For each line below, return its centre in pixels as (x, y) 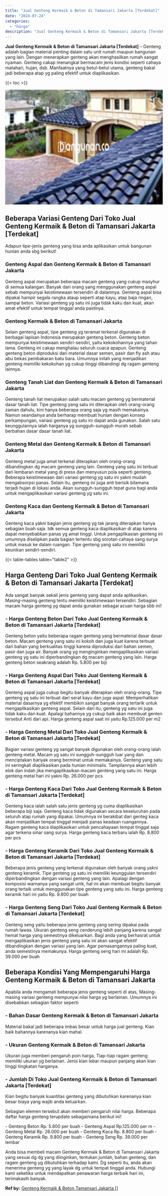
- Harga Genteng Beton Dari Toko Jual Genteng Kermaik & (76, 619)
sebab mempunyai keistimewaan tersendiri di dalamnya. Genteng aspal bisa (83, 292)
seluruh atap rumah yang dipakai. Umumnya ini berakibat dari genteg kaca (82, 816)
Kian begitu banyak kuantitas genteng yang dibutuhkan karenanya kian (78, 1096)
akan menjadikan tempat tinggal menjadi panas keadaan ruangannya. (76, 822)
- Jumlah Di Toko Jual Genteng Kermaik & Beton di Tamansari (81, 1079)
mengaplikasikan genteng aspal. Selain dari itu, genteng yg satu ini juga (79, 708)
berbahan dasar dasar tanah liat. (39, 431)
